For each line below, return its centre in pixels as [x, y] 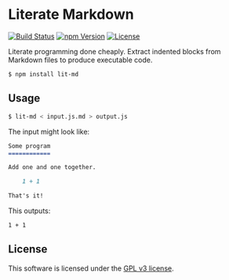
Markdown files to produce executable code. [80, 60]
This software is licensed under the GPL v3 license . [91, 268]
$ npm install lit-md [44, 74]
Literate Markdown [71, 15]
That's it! [26, 196]
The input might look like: [49, 131]
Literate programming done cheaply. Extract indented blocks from [114, 51]
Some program [29, 146]
